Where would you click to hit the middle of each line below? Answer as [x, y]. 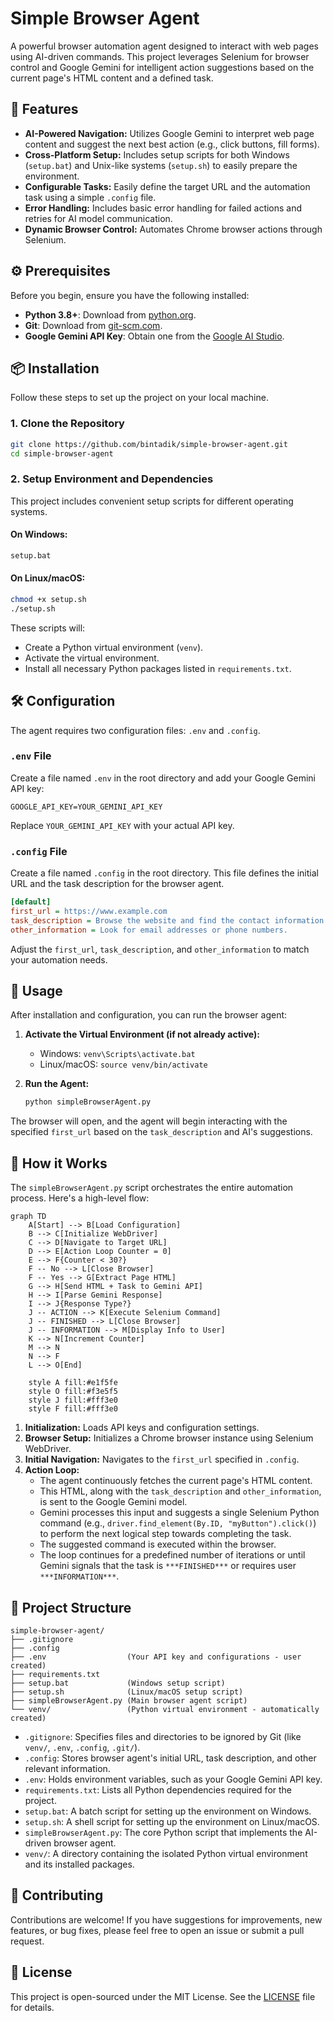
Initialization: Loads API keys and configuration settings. [142, 1428]
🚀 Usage [36, 991]
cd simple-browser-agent [62, 453]
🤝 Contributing [57, 1895]
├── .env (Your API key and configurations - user [156, 1657]
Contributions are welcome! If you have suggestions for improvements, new [166, 1919]
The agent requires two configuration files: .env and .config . [135, 730]
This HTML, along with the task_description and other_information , [180, 1491]
